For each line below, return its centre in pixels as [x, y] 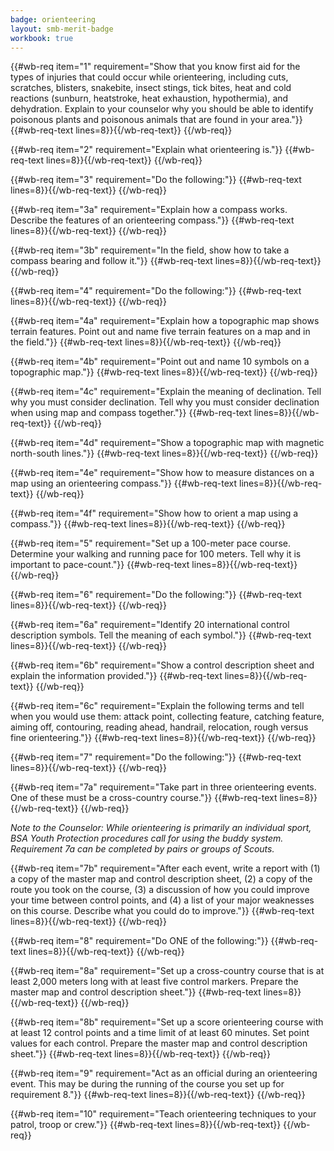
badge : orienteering [53, 19]
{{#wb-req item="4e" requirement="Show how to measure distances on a [162, 473]
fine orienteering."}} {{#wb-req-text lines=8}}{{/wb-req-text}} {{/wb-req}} [163, 738]
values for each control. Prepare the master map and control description [159, 1043]
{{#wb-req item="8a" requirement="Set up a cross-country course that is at [167, 971]
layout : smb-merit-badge [62, 29]
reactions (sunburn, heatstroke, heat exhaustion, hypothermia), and [149, 98]
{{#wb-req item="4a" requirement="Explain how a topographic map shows [165, 321]
